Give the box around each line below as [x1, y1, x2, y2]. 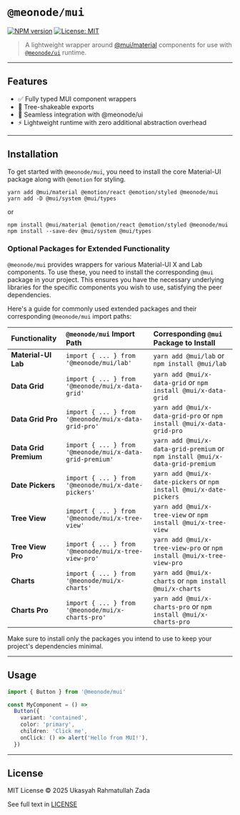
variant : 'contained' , [20, 714, 88, 721]
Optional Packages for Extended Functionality [7, 244, 170, 254]
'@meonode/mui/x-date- [65, 481, 143, 489]
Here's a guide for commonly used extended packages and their [7, 304, 197, 313]
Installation [7, 149, 59, 161]
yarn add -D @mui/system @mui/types [7, 195, 116, 202]
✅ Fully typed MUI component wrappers [17, 94, 137, 103]
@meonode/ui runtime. [24, 48, 87, 56]
